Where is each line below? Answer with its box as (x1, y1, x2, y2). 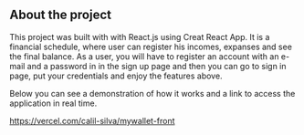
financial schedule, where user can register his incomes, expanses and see (9, 41, 292, 52)
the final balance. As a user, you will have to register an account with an (9, 50, 279, 62)
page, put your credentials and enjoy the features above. (9, 70, 223, 81)
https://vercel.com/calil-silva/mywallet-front (9, 115, 175, 126)
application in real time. (9, 98, 98, 109)
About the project (9, 7, 112, 23)
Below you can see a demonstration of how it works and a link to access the (9, 88, 296, 99)
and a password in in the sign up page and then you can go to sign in (26, 60, 287, 71)
